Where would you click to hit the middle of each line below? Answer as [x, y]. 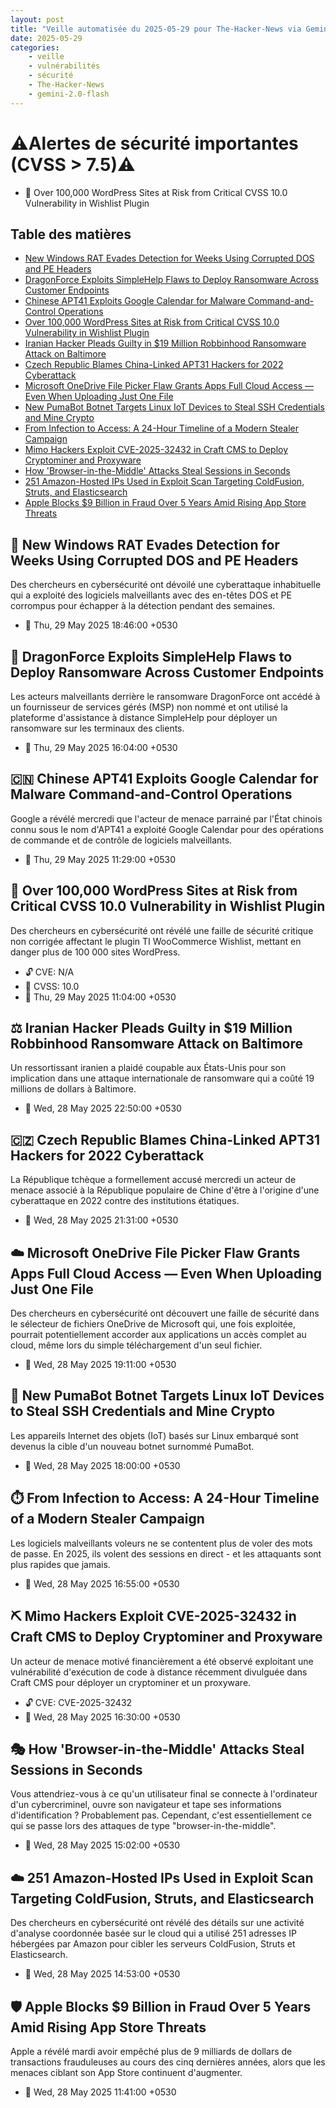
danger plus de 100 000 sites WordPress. [95, 952]
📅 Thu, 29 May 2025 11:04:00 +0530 [100, 997]
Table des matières [71, 234]
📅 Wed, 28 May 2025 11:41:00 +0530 [100, 2092]
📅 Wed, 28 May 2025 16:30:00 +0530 [102, 1717]
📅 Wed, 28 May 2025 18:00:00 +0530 [102, 1465]
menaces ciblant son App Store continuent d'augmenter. [126, 2072]
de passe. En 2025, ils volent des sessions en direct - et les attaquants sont [166, 1553]
